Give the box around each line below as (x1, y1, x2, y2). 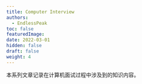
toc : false (6, 25, 34, 32)
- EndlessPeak (12, 20, 47, 26)
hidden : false (6, 43, 42, 49)
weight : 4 (6, 54, 32, 60)
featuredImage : (6, 31, 45, 37)
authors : (6, 15, 29, 21)
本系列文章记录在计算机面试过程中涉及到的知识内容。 (6, 71, 140, 79)
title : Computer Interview (6, 8, 75, 15)
